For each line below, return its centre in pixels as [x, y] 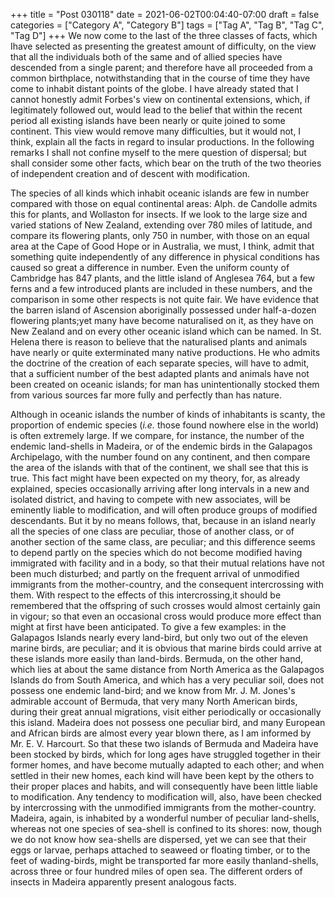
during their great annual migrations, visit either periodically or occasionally [166, 712]
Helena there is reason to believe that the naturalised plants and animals [159, 342]
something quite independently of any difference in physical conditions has [165, 257]
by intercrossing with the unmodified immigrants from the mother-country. [163, 807]
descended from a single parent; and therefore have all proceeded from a [161, 67]
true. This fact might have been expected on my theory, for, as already [155, 478]
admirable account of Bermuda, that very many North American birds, [154, 701]
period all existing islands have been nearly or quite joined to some [148, 120]
